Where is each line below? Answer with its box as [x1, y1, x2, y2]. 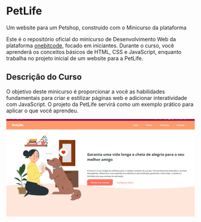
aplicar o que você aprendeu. [6, 107, 79, 114]
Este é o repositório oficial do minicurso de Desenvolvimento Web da [6, 35, 176, 42]
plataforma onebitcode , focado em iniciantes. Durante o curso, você [6, 42, 175, 49]
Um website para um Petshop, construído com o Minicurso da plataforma [6, 24, 187, 31]
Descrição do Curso [6, 72, 82, 82]
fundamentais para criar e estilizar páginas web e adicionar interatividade [6, 94, 187, 101]
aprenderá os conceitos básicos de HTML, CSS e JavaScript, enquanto [6, 48, 182, 55]
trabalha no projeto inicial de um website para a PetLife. [6, 54, 144, 62]
